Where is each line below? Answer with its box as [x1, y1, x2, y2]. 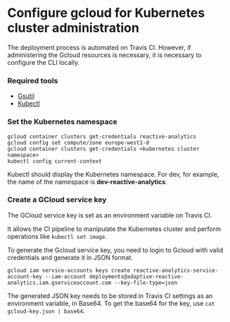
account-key [7, 273, 42, 280]
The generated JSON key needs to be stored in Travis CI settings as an [7, 291, 213, 300]
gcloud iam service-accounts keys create [7, 266, 131, 274]
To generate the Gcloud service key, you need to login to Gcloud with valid [7, 245, 224, 254]
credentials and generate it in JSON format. [7, 253, 134, 261]
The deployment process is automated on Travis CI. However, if [7, 43, 191, 51]
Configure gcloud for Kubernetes [7, 5, 205, 21]
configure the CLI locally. [7, 58, 79, 66]
